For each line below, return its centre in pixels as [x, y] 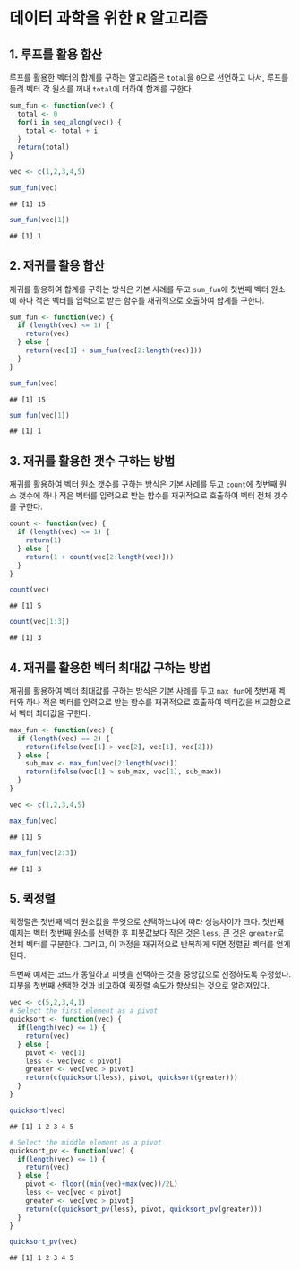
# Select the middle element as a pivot [86, 1142]
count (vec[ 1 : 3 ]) [39, 622]
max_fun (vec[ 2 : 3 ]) [43, 852]
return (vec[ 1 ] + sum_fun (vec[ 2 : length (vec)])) [114, 350]
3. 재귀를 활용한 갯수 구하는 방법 [92, 461]
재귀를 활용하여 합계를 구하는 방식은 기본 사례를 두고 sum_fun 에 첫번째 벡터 [139, 289]
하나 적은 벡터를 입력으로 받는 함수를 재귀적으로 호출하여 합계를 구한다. [141, 300]
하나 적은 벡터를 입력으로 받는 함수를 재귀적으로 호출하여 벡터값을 [139, 702]
